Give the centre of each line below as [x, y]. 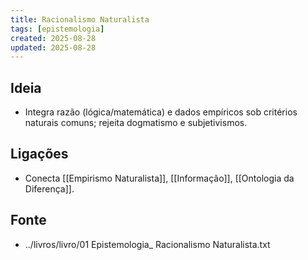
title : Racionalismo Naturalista [80, 19]
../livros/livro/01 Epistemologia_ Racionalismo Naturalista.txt [147, 244]
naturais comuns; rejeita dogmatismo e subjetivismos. [136, 123]
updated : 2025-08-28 [53, 47]
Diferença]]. [49, 188]
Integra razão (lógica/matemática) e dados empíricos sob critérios [161, 112]
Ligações [39, 154]
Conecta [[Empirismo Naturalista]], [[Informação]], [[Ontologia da [159, 178]
